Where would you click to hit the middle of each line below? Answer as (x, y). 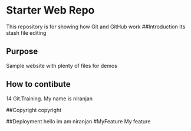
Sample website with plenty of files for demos (62, 65)
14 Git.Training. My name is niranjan (50, 99)
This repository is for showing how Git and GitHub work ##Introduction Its (96, 27)
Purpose (22, 52)
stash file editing (26, 32)
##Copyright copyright (34, 110)
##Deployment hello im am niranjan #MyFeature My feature (78, 121)
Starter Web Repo (50, 10)
